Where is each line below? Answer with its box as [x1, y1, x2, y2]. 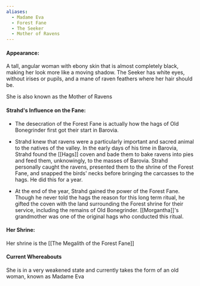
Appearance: [6, 49, 40, 57]
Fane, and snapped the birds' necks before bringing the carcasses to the [14, 169, 194, 176]
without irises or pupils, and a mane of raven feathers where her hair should [6, 75, 193, 82]
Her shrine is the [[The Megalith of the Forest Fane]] [6, 240, 134, 247]
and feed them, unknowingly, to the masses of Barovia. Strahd [14, 157, 168, 164]
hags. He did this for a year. [14, 176, 83, 183]
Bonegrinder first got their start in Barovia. [14, 126, 119, 133]
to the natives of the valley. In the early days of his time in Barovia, [14, 144, 178, 151]
